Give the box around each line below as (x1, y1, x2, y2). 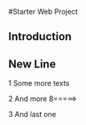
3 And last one (8, 110, 57, 119)
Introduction (8, 30, 72, 43)
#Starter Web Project (8, 7, 78, 16)
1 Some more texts (8, 79, 70, 88)
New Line (8, 57, 56, 71)
